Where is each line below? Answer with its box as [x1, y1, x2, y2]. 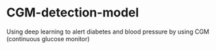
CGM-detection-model [6, 5, 139, 21]
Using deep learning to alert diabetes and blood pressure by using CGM [6, 27, 210, 36]
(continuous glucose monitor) [6, 34, 90, 42]
